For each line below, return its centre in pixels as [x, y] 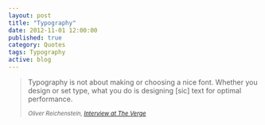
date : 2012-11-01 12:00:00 [53, 30]
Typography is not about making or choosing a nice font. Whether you [143, 82]
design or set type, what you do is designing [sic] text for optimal [134, 90]
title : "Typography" [43, 23]
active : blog [30, 60]
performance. [50, 99]
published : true [35, 38]
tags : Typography [37, 52]
